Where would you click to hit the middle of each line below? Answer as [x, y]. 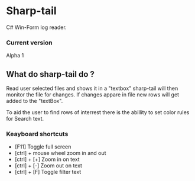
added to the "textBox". [35, 101]
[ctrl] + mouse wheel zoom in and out [60, 153]
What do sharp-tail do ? [50, 74]
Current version [29, 43]
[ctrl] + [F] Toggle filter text [48, 172]
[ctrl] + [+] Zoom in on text [47, 159]
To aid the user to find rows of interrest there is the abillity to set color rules [98, 112]
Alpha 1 [15, 56]
